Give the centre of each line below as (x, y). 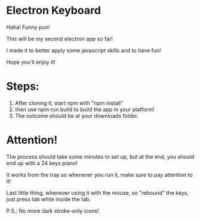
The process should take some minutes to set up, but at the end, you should (100, 156)
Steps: (23, 86)
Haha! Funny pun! (28, 27)
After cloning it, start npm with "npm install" (69, 103)
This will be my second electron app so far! (59, 38)
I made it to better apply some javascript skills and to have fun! (84, 50)
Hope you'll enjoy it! (31, 62)
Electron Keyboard (53, 11)
